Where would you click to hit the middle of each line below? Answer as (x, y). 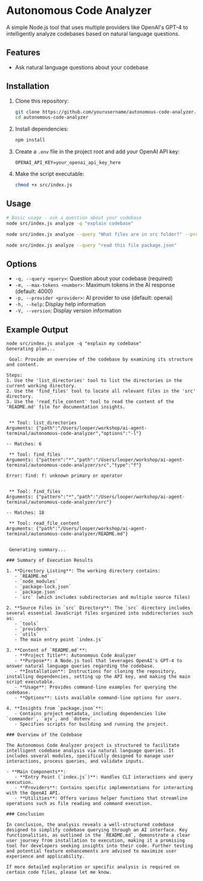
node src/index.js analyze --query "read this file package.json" (92, 245)
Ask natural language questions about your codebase (82, 67)
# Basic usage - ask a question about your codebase (74, 218)
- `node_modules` (36, 581)
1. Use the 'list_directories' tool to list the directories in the (94, 381)
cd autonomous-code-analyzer (52, 118)
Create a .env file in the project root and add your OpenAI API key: (97, 152)
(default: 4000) (34, 291)
